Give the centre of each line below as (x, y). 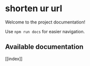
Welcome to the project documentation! (45, 22)
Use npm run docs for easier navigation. (45, 31)
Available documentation (44, 47)
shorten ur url (34, 9)
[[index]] (14, 59)
